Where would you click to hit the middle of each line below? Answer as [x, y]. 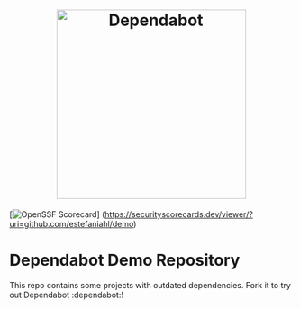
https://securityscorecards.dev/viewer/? [179, 214]
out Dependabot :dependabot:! [67, 295]
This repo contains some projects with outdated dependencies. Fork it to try [150, 285]
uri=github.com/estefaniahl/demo [72, 223]
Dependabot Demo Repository [125, 260]
